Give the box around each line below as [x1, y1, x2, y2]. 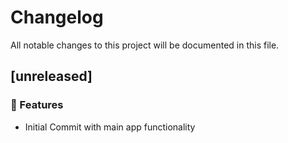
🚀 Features [10, 98, 64, 112]
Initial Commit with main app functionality [24, 121, 196, 133]
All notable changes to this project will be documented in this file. [10, 39, 280, 51]
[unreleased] [10, 68, 93, 85]
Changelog [10, 6, 104, 29]
